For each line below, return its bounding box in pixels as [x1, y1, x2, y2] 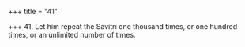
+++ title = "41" [8, 7, 58, 16]
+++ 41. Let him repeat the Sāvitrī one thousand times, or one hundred [8, 22, 238, 31]
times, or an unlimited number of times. [8, 31, 136, 39]
